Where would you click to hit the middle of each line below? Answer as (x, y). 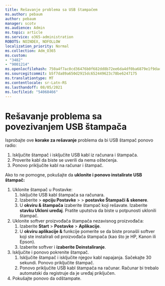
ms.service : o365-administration (39, 37)
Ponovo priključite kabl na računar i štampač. (58, 166)
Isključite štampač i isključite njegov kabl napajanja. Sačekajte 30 (85, 257)
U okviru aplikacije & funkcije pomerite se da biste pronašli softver (87, 231)
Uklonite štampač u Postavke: (42, 190)
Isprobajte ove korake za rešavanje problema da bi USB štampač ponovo (79, 140)
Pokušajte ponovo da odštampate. (47, 279)
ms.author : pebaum (24, 14)
